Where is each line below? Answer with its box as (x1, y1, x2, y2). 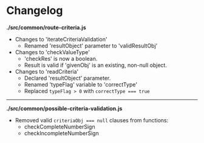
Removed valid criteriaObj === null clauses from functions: (15, 116, 169, 124)
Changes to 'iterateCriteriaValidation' (15, 35, 107, 43)
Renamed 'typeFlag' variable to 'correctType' (24, 80, 138, 88)
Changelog (6, 4, 63, 18)
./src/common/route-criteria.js (6, 24, 86, 31)
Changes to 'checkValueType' (15, 48, 90, 55)
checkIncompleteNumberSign (24, 129, 99, 137)
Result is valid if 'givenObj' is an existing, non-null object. (24, 61, 167, 69)
